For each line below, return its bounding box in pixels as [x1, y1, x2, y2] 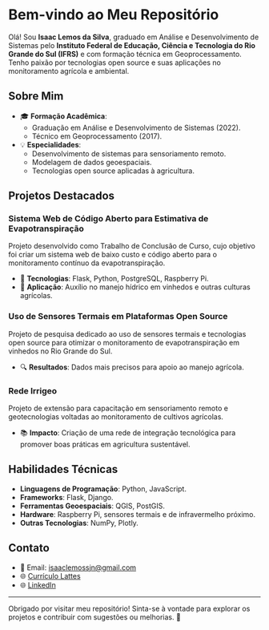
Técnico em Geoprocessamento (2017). [31, 131, 163, 141]
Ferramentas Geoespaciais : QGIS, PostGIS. [19, 501, 166, 511]
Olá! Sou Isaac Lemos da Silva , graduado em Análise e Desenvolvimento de [8, 32, 259, 42]
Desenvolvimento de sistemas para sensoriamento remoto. [31, 148, 227, 158]
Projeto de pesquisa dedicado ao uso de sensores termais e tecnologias [8, 329, 247, 338]
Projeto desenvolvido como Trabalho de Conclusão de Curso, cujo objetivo [8, 241, 256, 251]
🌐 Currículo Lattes [19, 571, 82, 580]
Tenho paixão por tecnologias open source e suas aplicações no [8, 58, 222, 67]
